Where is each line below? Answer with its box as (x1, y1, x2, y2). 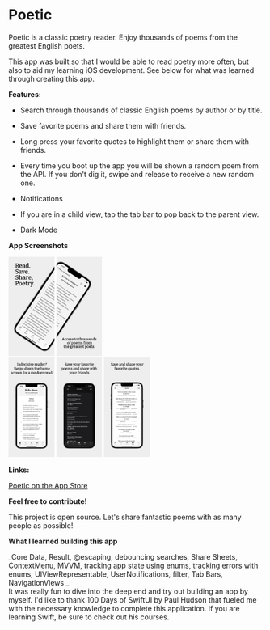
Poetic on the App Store (8, 480, 88, 490)
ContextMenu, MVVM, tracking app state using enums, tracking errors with (8, 560, 259, 570)
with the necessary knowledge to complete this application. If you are (8, 603, 240, 613)
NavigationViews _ (8, 577, 70, 587)
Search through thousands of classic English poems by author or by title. (19, 105, 263, 115)
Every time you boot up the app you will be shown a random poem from (19, 160, 259, 171)
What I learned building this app (8, 536, 118, 546)
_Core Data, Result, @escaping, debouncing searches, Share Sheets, (8, 552, 238, 561)
